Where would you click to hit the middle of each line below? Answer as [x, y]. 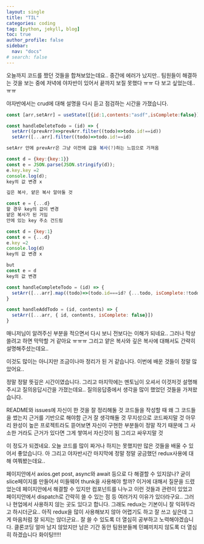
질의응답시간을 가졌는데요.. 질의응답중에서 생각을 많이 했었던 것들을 [102, 389]
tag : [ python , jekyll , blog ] [43, 29]
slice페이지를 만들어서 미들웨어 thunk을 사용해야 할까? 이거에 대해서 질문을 [95, 481]
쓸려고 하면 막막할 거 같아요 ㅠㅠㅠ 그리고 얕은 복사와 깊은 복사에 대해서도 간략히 [101, 341]
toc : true [19, 35]
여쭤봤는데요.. [29, 461]
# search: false [27, 57]
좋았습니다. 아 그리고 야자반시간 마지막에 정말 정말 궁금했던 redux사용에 [102, 453]
